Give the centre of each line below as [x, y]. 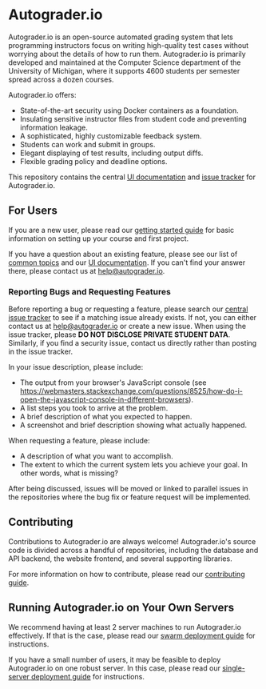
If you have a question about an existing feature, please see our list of [123, 254]
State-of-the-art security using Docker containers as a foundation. [129, 110]
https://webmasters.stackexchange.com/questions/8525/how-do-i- [131, 391]
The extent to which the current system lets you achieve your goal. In [134, 465]
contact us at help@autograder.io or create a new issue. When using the [127, 326]
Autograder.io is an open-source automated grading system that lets [121, 37]
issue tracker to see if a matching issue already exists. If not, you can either [133, 318]
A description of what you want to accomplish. [96, 456]
